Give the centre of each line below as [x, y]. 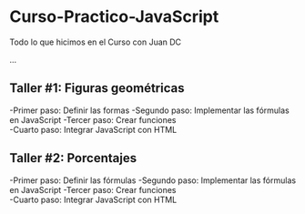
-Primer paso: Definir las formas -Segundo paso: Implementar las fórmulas [149, 110]
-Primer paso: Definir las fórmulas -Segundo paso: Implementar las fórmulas [153, 180]
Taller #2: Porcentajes [73, 158]
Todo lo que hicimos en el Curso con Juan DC [96, 42]
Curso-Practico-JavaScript [114, 17]
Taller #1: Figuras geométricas [97, 88]
